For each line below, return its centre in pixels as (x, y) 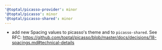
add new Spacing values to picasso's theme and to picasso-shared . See (84, 33)
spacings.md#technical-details (43, 43)
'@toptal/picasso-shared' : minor (39, 18)
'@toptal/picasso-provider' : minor (41, 9)
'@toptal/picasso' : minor (31, 14)
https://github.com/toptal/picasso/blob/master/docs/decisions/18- (90, 37)
